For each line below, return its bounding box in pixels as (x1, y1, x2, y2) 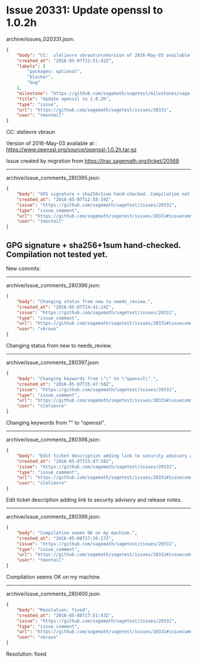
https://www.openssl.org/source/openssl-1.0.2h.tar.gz (6, 146, 137, 153)
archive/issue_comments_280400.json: (6, 590, 101, 597)
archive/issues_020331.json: (6, 35, 74, 42)
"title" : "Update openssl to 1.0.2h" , (16, 96, 111, 102)
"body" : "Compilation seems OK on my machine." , (16, 530, 138, 536)
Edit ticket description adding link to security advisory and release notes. (6, 496, 182, 503)
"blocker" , (27, 74, 54, 80)
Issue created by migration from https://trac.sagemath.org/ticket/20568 (6, 157, 179, 164)
